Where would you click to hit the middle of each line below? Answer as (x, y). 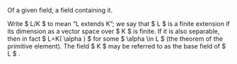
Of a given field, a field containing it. (60, 10)
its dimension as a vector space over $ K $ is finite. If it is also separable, (114, 31)
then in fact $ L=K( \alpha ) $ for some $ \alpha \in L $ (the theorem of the (115, 39)
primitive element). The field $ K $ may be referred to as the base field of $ (117, 46)
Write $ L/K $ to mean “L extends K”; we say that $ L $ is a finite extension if (118, 24)
